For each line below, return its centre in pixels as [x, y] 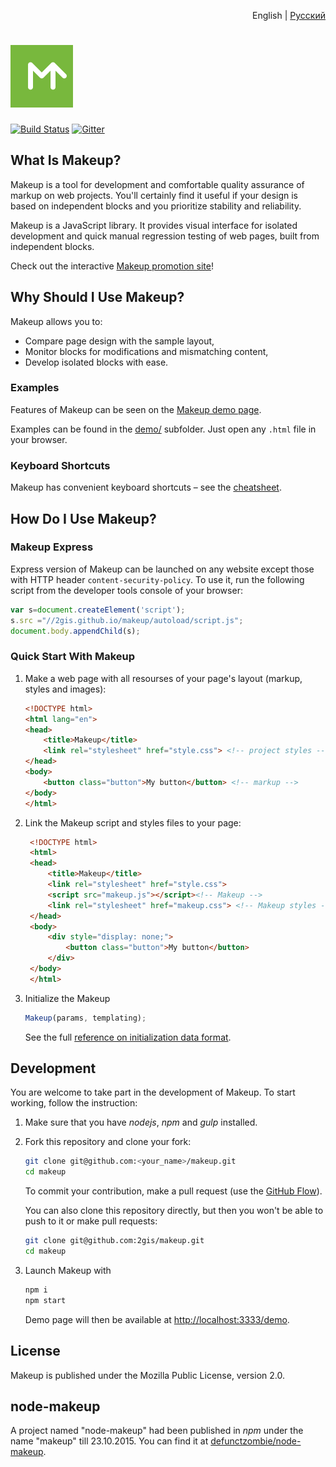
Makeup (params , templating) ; [85, 1018]
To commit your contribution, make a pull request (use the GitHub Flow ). [173, 1191]
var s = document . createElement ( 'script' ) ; [98, 610]
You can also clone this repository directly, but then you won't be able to [174, 1211]
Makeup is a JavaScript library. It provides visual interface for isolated [154, 225]
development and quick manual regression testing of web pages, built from [165, 236]
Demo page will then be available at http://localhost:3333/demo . [157, 1319]
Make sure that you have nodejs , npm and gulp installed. [141, 1122]
